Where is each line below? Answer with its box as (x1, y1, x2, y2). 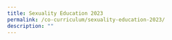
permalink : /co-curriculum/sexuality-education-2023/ (7, 16, 166, 23)
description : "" (7, 22, 54, 29)
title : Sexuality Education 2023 (7, 9, 104, 17)
